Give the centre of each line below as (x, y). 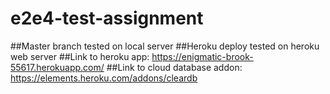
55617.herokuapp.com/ (57, 67)
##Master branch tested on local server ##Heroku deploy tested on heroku (165, 46)
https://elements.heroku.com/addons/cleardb (104, 78)
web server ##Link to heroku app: (80, 56)
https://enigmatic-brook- (202, 56)
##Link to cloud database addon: (174, 67)
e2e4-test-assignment (107, 18)
